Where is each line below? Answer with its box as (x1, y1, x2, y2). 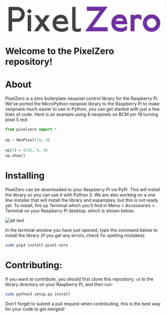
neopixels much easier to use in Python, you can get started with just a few (5, 106, 160, 112)
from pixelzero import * (5, 127, 57, 132)
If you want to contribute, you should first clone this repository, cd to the (5, 276, 153, 282)
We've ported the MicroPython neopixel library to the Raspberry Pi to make (5, 100, 160, 106)
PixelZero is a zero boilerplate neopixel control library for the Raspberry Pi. (5, 95, 159, 101)
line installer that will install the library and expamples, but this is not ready (5, 197, 158, 203)
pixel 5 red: (5, 116, 28, 122)
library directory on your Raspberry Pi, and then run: (5, 281, 113, 287)
